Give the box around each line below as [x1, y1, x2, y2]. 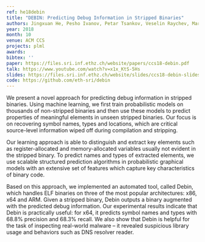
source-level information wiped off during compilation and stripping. [6, 127, 178, 134]
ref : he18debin [6, 9, 45, 15]
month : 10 [6, 32, 32, 38]
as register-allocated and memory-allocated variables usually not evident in [6, 145, 196, 153]
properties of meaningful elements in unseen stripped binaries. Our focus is [6, 114, 196, 121]
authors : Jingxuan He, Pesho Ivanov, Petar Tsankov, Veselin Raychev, [6, 20, 190, 26]
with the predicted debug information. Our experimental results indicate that [6, 203, 198, 210]
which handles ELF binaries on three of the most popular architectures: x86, [6, 189, 197, 197]
